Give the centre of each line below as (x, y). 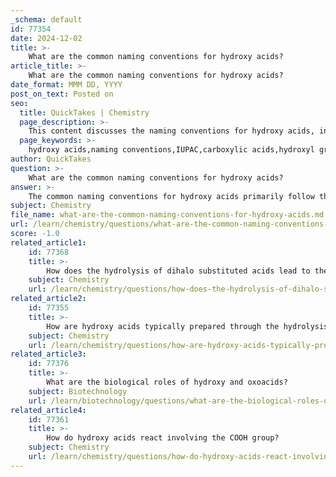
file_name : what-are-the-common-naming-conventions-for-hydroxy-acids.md (167, 215)
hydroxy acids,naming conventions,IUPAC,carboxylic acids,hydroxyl (171, 150)
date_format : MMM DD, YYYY (66, 85)
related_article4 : (48, 410)
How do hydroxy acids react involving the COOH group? (163, 438)
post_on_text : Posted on (62, 94)
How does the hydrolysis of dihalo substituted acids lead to (178, 271)
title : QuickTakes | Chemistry (84, 112)
